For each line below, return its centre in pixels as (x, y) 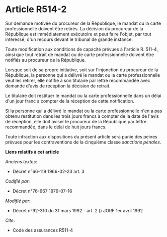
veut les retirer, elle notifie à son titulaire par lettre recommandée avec (78, 80)
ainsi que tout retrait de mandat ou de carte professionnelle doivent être (80, 55)
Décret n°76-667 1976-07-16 (42, 191)
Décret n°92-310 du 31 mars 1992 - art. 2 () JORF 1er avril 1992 (78, 210)
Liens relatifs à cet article (32, 152)
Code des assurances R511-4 (43, 230)
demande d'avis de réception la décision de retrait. (58, 86)
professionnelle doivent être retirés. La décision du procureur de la (74, 28)
